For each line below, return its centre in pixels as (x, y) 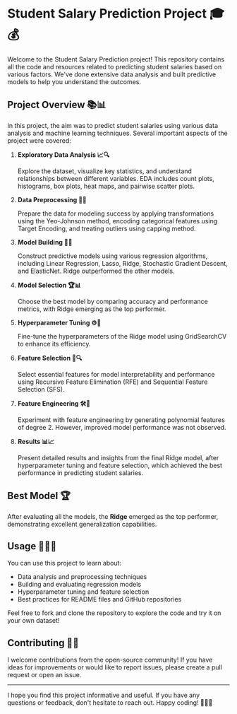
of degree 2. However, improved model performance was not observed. (122, 427)
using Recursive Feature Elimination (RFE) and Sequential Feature (113, 382)
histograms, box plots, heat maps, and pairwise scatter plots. (106, 186)
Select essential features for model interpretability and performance (116, 374)
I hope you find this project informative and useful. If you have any (104, 695)
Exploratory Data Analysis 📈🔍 (63, 154)
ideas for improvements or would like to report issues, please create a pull (115, 667)
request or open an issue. (44, 675)
